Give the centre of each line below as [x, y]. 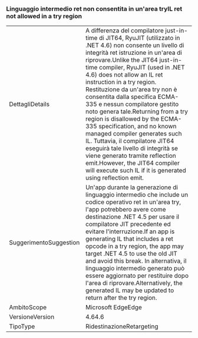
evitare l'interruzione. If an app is [130, 231]
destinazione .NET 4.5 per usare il [132, 217]
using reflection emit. [115, 178]
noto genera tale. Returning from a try [137, 112]
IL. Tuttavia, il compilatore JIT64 [130, 141]
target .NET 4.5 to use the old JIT [131, 254]
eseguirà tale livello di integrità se [132, 148]
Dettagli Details [29, 104]
